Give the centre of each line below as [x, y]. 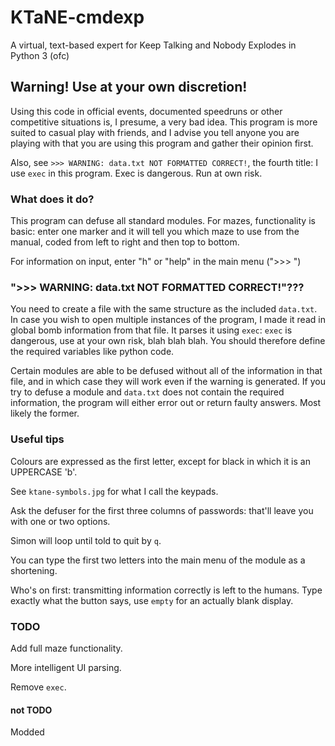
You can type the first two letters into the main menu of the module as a [158, 560]
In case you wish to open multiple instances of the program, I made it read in [168, 320]
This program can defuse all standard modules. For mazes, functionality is [163, 221]
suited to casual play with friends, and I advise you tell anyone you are [155, 132]
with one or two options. [60, 521]
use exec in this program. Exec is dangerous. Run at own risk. [136, 173]
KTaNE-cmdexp [77, 17]
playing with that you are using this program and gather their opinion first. [162, 143]
